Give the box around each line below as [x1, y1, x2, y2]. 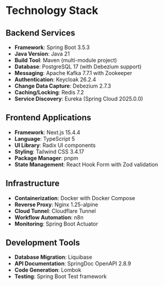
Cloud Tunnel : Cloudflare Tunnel [14, 207, 96, 215]
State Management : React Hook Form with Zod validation [14, 161, 159, 168]
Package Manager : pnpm [14, 154, 79, 161]
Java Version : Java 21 [14, 50, 70, 57]
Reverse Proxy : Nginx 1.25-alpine [14, 201, 98, 208]
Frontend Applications [5, 112, 92, 123]
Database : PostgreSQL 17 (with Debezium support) [14, 63, 142, 70]
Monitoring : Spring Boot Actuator [14, 220, 98, 227]
